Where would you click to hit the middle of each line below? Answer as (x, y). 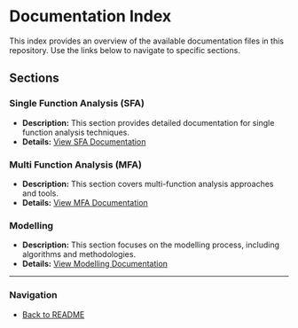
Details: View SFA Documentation (84, 141)
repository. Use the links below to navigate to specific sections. (125, 50)
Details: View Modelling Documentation (95, 264)
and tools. (40, 193)
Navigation (33, 295)
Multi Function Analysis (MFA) (75, 164)
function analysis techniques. (76, 132)
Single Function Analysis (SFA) (77, 104)
